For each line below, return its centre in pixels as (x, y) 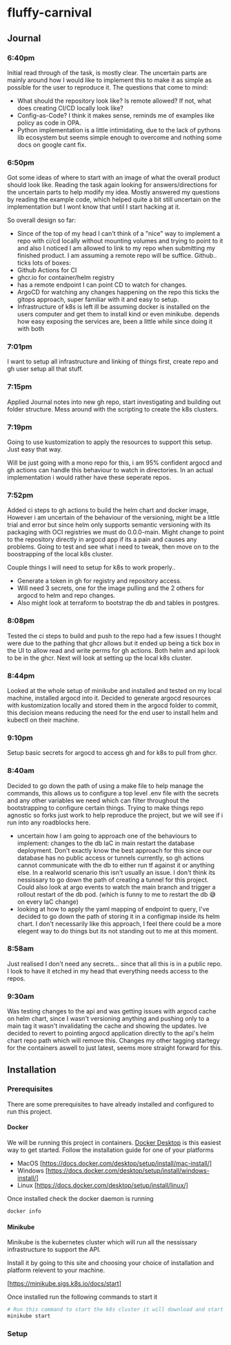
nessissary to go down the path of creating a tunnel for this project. (113, 880)
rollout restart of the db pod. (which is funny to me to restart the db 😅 (116, 894)
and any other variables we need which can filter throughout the (98, 800)
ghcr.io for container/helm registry (66, 278)
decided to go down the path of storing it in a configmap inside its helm (119, 916)
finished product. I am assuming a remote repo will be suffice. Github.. (117, 256)
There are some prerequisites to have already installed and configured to (111, 1104)
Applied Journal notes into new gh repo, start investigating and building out (114, 402)
